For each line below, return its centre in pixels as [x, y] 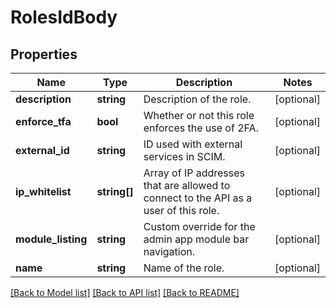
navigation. [169, 251]
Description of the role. [197, 99]
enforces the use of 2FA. [201, 128]
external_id [42, 150]
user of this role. [181, 210]
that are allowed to [187, 185]
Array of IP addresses [194, 173]
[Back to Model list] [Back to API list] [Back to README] [125, 292]
